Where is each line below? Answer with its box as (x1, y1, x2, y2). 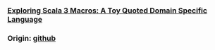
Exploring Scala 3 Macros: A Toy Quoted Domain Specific (7, 6, 208, 15)
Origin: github (7, 33, 56, 43)
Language (7, 14, 43, 24)
